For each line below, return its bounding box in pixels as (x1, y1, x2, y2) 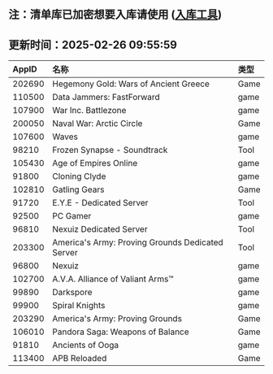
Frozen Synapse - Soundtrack (52, 145, 168, 156)
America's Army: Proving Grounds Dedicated (52, 237, 223, 248)
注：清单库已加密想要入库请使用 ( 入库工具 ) (8, 7, 222, 22)
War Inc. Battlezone (52, 105, 127, 116)
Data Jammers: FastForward (52, 92, 160, 103)
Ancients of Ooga (52, 340, 119, 351)
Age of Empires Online (52, 158, 138, 169)
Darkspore (52, 287, 93, 298)
